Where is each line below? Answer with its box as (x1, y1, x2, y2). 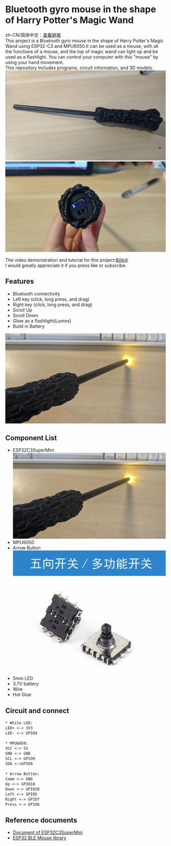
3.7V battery (12, 681, 39, 687)
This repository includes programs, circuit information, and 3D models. (5, 65, 154, 71)
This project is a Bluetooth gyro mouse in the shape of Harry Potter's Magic (5, 37, 164, 44)
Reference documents (5, 816, 77, 825)
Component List (5, 433, 58, 442)
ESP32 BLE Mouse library (12, 834, 67, 841)
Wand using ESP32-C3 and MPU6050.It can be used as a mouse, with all (5, 43, 159, 49)
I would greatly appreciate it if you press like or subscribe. (5, 262, 127, 268)
